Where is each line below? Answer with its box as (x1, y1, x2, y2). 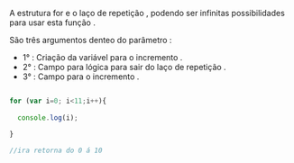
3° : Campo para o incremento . (22, 71, 140, 82)
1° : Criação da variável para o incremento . (22, 52, 183, 62)
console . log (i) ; (17, 113, 78, 122)
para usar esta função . (9, 17, 96, 28)
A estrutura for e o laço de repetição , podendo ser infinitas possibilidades (9, 8, 286, 18)
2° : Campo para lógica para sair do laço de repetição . (22, 62, 227, 72)
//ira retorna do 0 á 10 (9, 146, 103, 155)
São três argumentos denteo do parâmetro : (9, 35, 172, 45)
